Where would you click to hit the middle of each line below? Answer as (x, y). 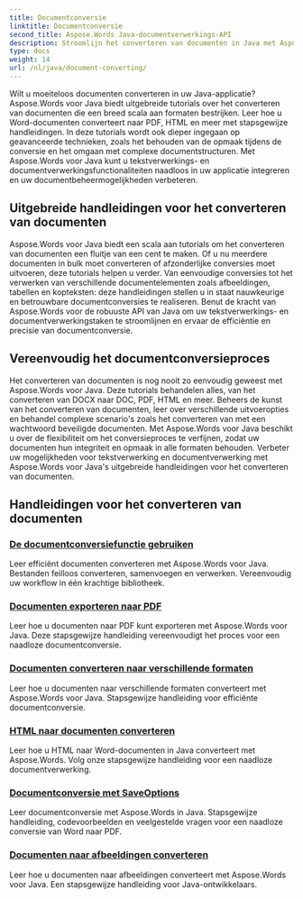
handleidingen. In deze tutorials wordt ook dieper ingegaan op (125, 132)
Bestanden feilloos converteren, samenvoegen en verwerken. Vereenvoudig (150, 573)
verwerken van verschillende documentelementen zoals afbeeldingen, (140, 282)
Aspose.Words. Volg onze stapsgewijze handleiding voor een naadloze (141, 760)
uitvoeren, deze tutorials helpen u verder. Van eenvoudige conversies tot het (151, 272)
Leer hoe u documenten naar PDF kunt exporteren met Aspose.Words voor (148, 626)
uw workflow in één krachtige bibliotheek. (87, 583)
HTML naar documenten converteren (92, 730)
